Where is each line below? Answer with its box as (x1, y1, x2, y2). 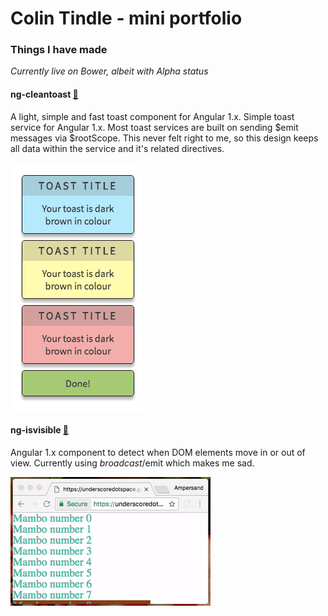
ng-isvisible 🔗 (10, 424, 70, 436)
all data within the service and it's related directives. (10, 142, 225, 154)
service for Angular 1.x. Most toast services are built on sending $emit (10, 121, 299, 133)
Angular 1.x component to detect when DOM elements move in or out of (10, 446, 306, 458)
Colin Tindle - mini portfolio (10, 7, 243, 30)
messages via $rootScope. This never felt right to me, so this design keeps (10, 132, 319, 144)
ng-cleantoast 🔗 (10, 88, 79, 101)
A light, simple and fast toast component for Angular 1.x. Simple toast (10, 110, 295, 122)
